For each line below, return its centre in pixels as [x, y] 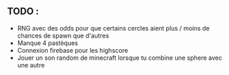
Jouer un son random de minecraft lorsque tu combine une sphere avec [120, 58]
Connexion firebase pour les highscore [73, 50]
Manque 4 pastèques [47, 43]
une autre [31, 65]
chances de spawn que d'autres [63, 35]
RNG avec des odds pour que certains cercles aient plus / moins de [113, 28]
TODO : [23, 11]
